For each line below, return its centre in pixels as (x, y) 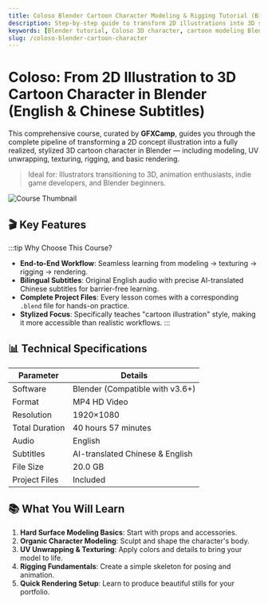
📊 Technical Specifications (78, 349)
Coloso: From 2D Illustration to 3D (122, 77)
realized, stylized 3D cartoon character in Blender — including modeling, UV (134, 151)
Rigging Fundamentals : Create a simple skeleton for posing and (125, 566)
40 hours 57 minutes (112, 427)
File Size (28, 467)
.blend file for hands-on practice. (75, 306)
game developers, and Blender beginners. (97, 183)
